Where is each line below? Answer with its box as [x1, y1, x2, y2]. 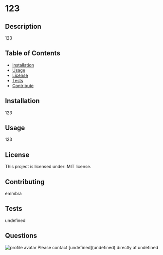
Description [5, 22, 41, 31]
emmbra [5, 190, 22, 197]
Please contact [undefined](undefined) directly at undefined [37, 244, 159, 250]
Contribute [12, 83, 34, 88]
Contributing [5, 178, 45, 186]
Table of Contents [5, 49, 61, 57]
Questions [5, 232, 37, 240]
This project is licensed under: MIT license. [5, 164, 91, 170]
